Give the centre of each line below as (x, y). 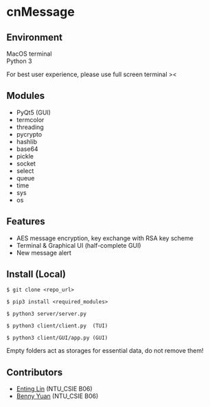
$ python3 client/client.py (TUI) (57, 326)
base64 (27, 149)
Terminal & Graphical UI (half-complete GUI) (79, 245)
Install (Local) (36, 274)
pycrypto (29, 134)
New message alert (44, 253)
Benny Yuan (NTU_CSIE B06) (57, 396)
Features (26, 221)
